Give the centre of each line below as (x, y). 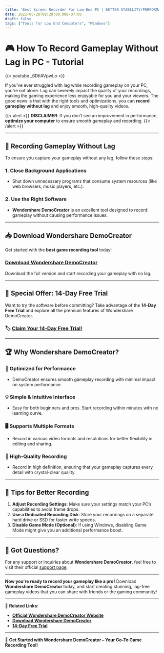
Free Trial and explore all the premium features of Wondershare (69, 310)
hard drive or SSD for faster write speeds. (54, 520)
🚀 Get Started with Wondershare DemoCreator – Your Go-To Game (73, 640)
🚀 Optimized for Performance (41, 369)
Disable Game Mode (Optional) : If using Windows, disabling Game (79, 525)
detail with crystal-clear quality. (44, 472)
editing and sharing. (32, 444)
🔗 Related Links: (22, 606)
